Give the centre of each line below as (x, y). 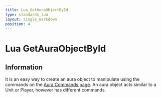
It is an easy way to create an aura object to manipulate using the (72, 79)
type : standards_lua (27, 15)
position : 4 (18, 24)
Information (24, 67)
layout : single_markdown (31, 19)
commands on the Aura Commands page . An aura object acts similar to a (81, 85)
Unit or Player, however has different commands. (56, 90)
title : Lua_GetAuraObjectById (37, 10)
